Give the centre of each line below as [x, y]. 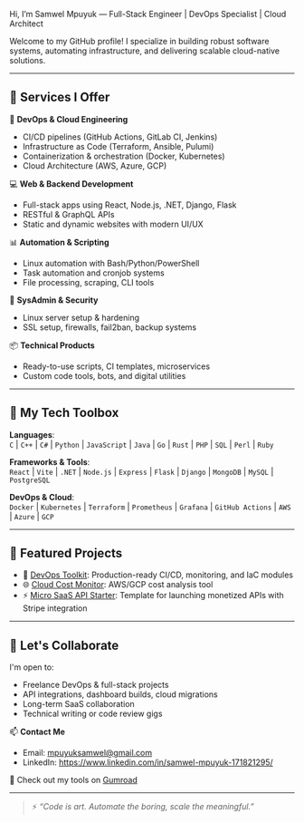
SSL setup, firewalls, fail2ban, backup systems [109, 327]
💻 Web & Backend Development [71, 184]
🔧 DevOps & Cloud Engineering [69, 119]
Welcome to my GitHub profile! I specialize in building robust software [139, 41]
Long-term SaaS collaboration [79, 704]
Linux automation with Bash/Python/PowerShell [111, 263]
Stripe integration [55, 608]
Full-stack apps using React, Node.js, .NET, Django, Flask [129, 205]
